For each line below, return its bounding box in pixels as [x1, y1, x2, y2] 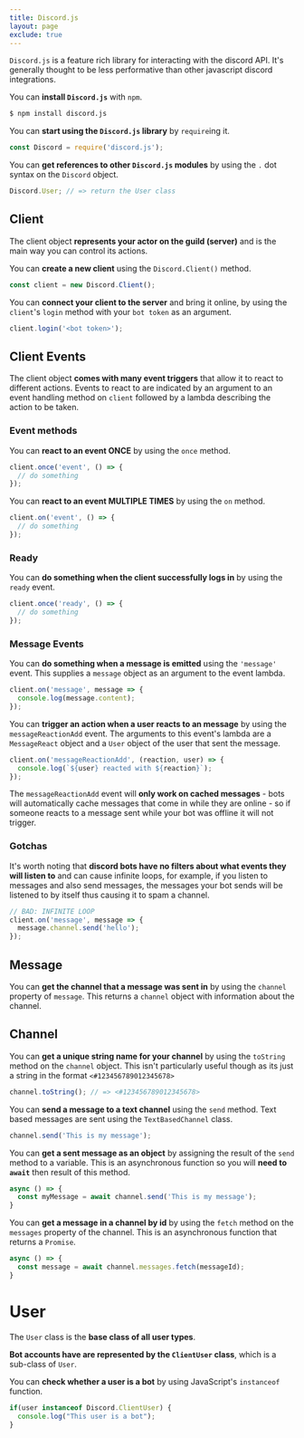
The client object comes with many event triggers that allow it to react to [9, 373, 283, 384]
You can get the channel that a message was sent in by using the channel [9, 982, 287, 992]
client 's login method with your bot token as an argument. [9, 306, 233, 317]
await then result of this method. [9, 1166, 131, 1177]
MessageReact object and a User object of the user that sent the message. [9, 737, 280, 748]
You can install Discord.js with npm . [9, 91, 143, 102]
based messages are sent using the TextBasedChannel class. [9, 1113, 233, 1124]
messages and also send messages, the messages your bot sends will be [9, 879, 283, 890]
